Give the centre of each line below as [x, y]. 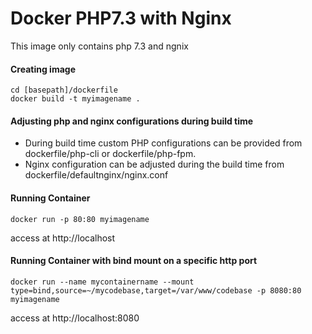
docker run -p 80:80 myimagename [80, 219]
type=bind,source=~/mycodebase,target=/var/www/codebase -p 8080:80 [156, 290]
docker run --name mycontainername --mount [102, 282]
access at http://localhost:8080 [75, 318]
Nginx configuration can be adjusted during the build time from [154, 164]
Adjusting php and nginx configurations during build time [132, 121]
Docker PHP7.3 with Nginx [121, 18]
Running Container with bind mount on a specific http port [134, 261]
